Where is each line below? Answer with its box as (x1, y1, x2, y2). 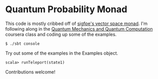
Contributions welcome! (5, 69, 56, 75)
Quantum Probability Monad (5, 4, 127, 15)
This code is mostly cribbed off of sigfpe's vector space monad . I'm (5, 20, 148, 27)
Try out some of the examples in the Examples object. (5, 50, 118, 56)
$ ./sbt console (5, 41, 40, 46)
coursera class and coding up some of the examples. (5, 31, 117, 37)
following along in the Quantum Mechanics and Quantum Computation (5, 25, 153, 32)
